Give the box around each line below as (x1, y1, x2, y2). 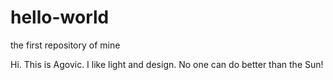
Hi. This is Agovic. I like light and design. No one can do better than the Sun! (10, 58, 324, 70)
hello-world (10, 6, 110, 29)
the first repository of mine (10, 39, 121, 51)
